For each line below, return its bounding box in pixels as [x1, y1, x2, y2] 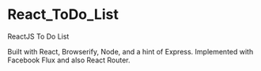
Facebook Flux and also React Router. [7, 55, 131, 65]
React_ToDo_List [7, 6, 119, 24]
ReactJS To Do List [7, 32, 70, 41]
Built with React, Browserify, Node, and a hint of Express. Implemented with [7, 47, 254, 56]
